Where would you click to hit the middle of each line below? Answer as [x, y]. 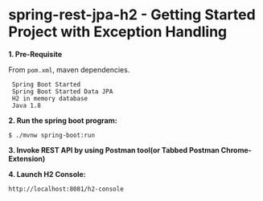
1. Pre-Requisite [35, 54]
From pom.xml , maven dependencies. [69, 69]
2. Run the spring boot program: [63, 120]
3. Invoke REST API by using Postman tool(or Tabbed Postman [114, 150]
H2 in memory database [50, 98]
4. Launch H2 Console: [47, 174]
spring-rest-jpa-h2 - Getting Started [132, 15]
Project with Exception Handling [118, 32]
